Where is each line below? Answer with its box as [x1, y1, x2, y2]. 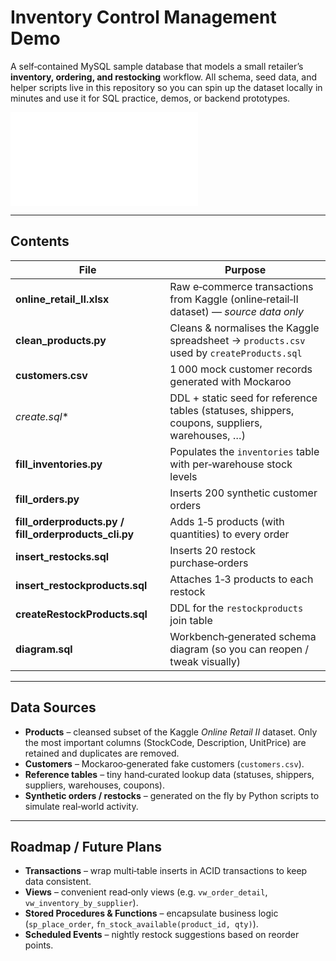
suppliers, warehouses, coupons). [24, 779, 166, 791]
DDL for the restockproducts [169, 601, 304, 615]
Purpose [224, 262, 267, 276]
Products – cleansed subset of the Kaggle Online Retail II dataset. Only [24, 726, 318, 738]
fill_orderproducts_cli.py [15, 527, 135, 541]
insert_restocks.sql [15, 549, 110, 563]
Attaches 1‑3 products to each [169, 572, 314, 586]
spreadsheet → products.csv [169, 333, 306, 347]
